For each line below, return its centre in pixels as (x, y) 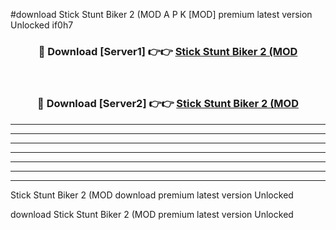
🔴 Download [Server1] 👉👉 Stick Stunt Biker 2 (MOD (168, 51)
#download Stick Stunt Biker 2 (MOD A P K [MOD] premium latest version (161, 14)
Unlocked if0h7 (42, 25)
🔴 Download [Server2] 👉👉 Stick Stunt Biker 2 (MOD (168, 104)
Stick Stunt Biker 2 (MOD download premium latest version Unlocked (152, 195)
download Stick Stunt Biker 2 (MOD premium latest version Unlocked (152, 214)
